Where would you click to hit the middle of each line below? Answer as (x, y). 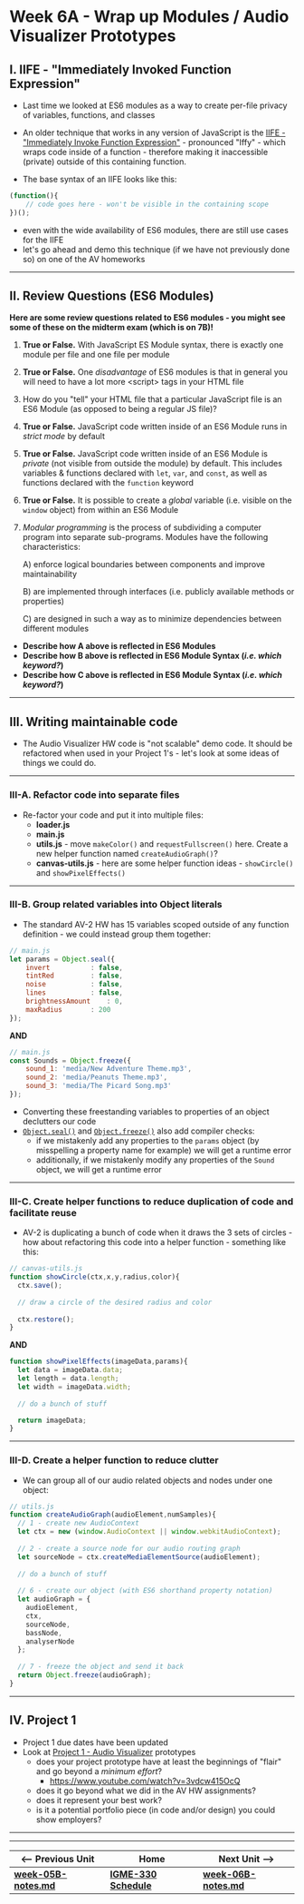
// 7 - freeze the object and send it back (100, 1667)
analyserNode (50, 1641)
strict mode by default (64, 437)
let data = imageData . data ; (71, 1370)
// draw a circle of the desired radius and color (115, 1302)
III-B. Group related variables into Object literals (116, 905)
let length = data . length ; (68, 1379)
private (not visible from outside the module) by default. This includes (152, 464)
